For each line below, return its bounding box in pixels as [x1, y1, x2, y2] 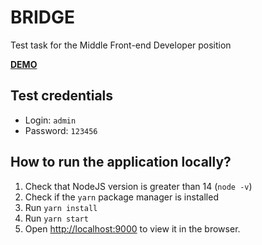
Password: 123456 [24, 124, 98, 136]
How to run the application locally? [10, 154, 232, 171]
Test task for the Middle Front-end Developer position [10, 39, 232, 51]
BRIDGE [10, 6, 76, 29]
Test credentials [10, 87, 114, 105]
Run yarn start [24, 212, 89, 224]
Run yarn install [24, 201, 98, 213]
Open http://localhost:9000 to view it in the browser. [24, 222, 241, 235]
